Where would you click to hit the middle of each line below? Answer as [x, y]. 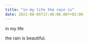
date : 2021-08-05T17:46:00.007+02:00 [44, 14]
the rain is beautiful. [26, 38]
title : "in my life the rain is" [40, 10]
